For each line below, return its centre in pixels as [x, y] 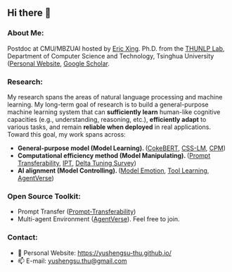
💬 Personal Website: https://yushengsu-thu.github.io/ [95, 253]
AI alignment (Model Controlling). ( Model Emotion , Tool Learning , [113, 171]
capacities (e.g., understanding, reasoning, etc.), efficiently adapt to [107, 119]
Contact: [22, 237]
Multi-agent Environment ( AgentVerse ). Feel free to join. [98, 219]
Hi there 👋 [29, 13]
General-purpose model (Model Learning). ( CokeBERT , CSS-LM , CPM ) [122, 148]
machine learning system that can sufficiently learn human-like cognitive [114, 112]
